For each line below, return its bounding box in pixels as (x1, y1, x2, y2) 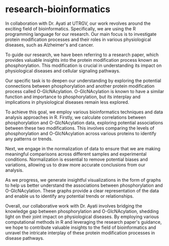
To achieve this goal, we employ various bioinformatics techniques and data (5, 109, 163, 115)
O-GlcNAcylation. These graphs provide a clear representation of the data (5, 187, 159, 193)
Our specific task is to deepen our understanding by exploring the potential (5, 77, 161, 84)
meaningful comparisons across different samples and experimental (5, 151, 147, 157)
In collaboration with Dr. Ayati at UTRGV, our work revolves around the (5, 20, 151, 26)
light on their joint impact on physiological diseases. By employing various (5, 214, 159, 220)
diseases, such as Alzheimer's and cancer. (5, 42, 94, 48)
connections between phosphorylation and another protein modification (5, 83, 155, 89)
